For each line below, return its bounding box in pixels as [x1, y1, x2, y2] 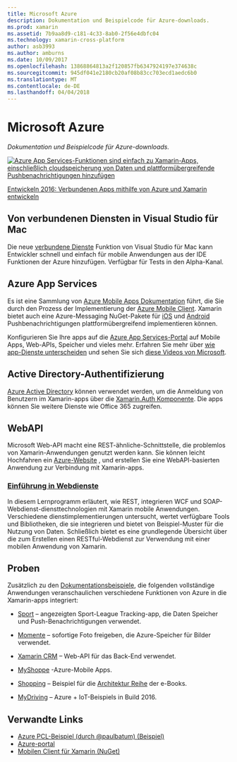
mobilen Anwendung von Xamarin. [7, 542, 107, 551]
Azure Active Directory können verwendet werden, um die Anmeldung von [7, 387, 224, 395]
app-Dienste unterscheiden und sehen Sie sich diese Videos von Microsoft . [7, 348, 227, 356]
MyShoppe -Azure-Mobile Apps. [17, 665, 113, 674]
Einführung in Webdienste [7, 481, 99, 491]
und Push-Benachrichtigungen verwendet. [17, 617, 142, 626]
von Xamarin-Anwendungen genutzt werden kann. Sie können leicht [7, 448, 206, 457]
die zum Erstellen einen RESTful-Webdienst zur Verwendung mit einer [7, 534, 210, 543]
